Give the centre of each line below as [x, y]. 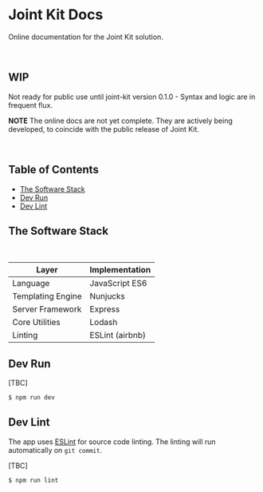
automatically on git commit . [55, 450]
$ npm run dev [32, 398]
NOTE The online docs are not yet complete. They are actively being [120, 121]
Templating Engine [47, 296]
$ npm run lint [33, 480]
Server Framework [47, 309]
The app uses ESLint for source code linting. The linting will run [112, 442]
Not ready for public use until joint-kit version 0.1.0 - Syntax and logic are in [132, 97]
